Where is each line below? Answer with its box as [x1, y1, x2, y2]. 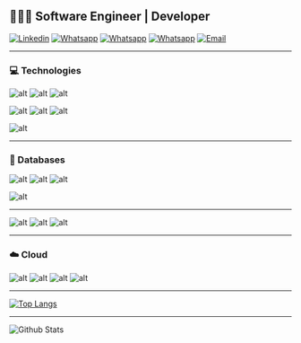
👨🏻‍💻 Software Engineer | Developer [9, 9, 211, 24]
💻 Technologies [9, 64, 82, 76]
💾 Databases [9, 154, 65, 166]
